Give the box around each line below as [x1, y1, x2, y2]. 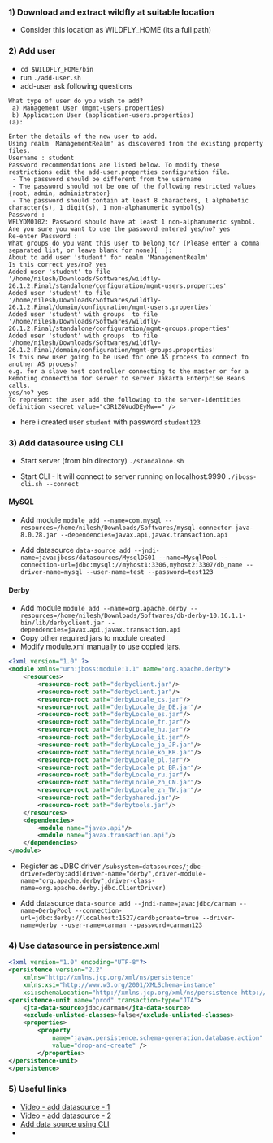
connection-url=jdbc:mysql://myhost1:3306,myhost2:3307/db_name [19, 561, 243, 569]
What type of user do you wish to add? [8, 97, 144, 105]
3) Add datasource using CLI [8, 437, 123, 449]
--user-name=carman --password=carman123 [60, 921, 203, 929]
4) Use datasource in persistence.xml [8, 940, 160, 951]
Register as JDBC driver [19, 861, 101, 871]
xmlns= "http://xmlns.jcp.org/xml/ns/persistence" [23, 974, 195, 982]
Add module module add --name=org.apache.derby [19, 603, 187, 613]
